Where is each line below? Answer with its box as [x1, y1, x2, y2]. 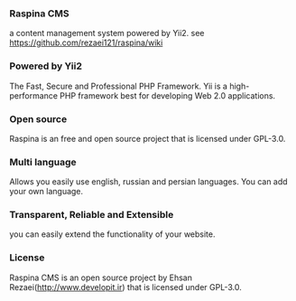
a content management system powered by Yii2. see [9, 28, 205, 39]
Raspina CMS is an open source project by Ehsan [9, 272, 192, 283]
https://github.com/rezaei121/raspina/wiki [9, 37, 163, 48]
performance [9, 89, 59, 101]
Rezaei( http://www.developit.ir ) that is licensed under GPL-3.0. [9, 281, 242, 292]
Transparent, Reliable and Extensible [9, 209, 174, 221]
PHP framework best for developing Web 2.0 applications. [60, 89, 276, 101]
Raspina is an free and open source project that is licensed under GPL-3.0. [9, 133, 286, 144]
